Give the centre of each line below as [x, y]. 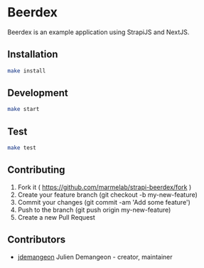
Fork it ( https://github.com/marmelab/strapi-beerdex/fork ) [104, 187]
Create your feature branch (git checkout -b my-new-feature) [107, 194]
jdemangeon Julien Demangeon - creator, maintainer [95, 257]
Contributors [37, 240]
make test [22, 148]
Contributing [36, 170]
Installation [33, 54]
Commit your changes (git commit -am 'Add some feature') [104, 202]
